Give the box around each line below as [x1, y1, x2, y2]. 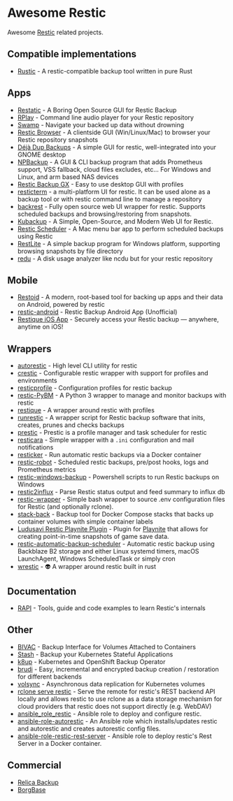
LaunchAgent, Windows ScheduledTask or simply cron [17, 554, 176, 563]
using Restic [17, 232, 53, 240]
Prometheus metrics [17, 466, 76, 474]
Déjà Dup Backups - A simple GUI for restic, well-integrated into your [17, 143, 217, 151]
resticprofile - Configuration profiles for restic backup [17, 384, 173, 392]
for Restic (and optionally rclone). [17, 503, 114, 511]
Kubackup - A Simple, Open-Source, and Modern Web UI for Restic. [17, 217, 213, 225]
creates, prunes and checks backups [17, 421, 125, 429]
